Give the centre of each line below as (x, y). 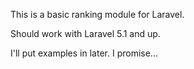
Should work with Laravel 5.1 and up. (85, 33)
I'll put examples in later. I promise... (84, 53)
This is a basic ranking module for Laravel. (97, 14)
